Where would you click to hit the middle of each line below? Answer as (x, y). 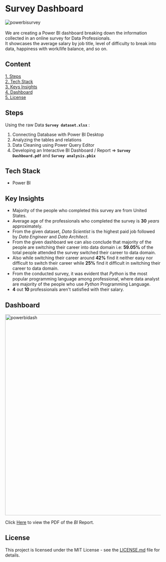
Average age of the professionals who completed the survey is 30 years (86, 221)
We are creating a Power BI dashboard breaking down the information (76, 33)
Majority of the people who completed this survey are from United (80, 211)
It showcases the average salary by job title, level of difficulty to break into (81, 43)
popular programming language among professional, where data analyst (86, 279)
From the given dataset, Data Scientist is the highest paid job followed (83, 231)
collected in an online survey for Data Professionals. (58, 38)
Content (18, 64)
